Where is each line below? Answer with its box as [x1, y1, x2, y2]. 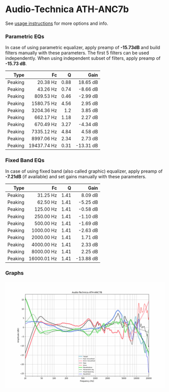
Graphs [5, 269, 24, 277]
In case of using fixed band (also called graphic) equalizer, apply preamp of [5, 168, 163, 174]
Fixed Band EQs [5, 156, 45, 164]
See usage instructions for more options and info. [5, 20, 109, 26]
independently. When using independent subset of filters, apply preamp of [5, 55, 161, 61]
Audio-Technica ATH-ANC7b [5, 4, 129, 15]
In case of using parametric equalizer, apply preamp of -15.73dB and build [5, 45, 160, 51]
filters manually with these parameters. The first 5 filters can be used [5, 50, 149, 56]
